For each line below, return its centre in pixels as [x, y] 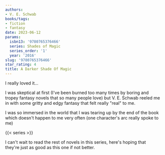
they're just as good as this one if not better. [50, 147]
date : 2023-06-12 [23, 32]
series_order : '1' [29, 51]
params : [13, 37]
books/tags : [17, 19]
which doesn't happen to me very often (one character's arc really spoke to [82, 118]
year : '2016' [23, 55]
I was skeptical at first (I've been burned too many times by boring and [77, 93]
